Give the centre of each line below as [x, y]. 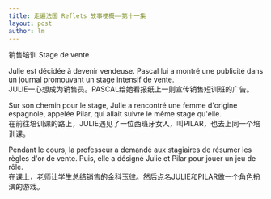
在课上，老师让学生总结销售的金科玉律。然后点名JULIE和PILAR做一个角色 [131, 177]
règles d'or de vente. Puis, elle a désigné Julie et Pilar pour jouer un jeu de [132, 159]
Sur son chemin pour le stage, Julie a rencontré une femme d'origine [123, 105]
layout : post [30, 23]
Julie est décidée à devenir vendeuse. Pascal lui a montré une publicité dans [136, 71]
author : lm [27, 31]
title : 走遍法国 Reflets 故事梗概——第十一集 [77, 16]
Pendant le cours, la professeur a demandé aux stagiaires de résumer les [130, 150]
